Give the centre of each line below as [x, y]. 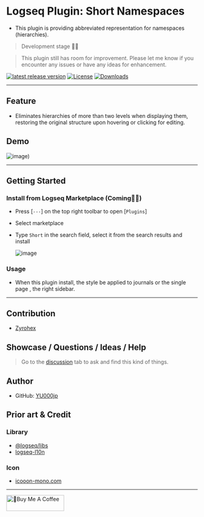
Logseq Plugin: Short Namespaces [96, 11]
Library [17, 432]
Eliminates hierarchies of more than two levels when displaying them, [101, 116]
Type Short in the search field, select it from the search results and [99, 235]
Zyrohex [25, 328]
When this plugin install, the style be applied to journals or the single [100, 282]
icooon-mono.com [38, 481]
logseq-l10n [30, 452]
